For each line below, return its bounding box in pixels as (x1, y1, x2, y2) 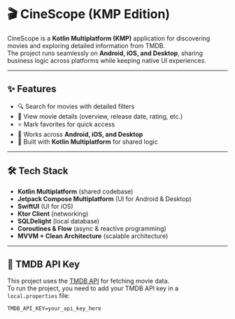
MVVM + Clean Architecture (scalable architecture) (17, 232, 169, 240)
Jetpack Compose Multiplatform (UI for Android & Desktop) (17, 194, 192, 203)
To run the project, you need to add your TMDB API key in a (7, 284, 179, 292)
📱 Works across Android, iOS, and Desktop (17, 130, 143, 138)
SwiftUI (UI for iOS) (17, 202, 73, 210)
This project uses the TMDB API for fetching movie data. (7, 277, 170, 285)
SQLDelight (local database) (17, 216, 100, 225)
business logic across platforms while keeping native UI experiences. (7, 56, 206, 64)
